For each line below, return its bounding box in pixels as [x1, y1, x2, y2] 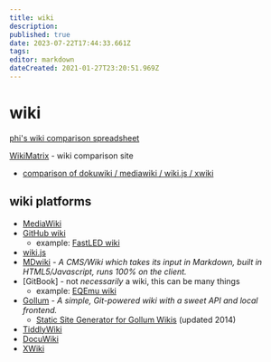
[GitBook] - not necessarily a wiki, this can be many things [22, 275, 241, 286]
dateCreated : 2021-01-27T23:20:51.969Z [9, 64, 160, 73]
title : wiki [9, 13, 54, 23]
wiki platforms [9, 194, 92, 209]
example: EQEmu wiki [35, 285, 117, 296]
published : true [9, 30, 70, 39]
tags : [9, 47, 30, 56]
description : [9, 22, 59, 31]
